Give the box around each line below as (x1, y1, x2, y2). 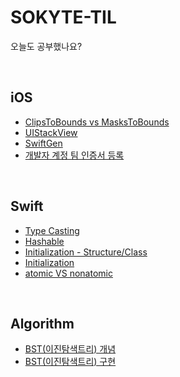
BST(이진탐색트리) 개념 (24, 343, 117, 355)
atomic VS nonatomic (24, 267, 113, 279)
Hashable (24, 235, 65, 247)
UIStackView (24, 126, 78, 138)
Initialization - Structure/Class (24, 246, 148, 258)
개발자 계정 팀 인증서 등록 (24, 149, 125, 161)
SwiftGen (24, 137, 63, 149)
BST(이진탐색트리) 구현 (24, 356, 117, 368)
